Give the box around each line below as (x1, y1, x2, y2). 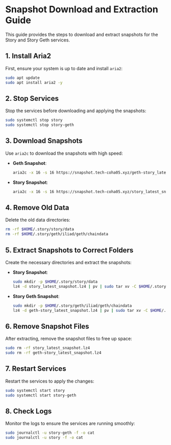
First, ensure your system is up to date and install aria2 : (5, 65, 123, 71)
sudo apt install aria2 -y (5, 80, 63, 85)
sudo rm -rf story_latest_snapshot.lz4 (5, 346, 90, 351)
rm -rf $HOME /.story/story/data (5, 227, 74, 232)
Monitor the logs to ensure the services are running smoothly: (5, 420, 135, 427)
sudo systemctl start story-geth (5, 393, 77, 398)
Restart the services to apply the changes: (5, 378, 94, 384)
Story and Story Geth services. (5, 37, 70, 43)
